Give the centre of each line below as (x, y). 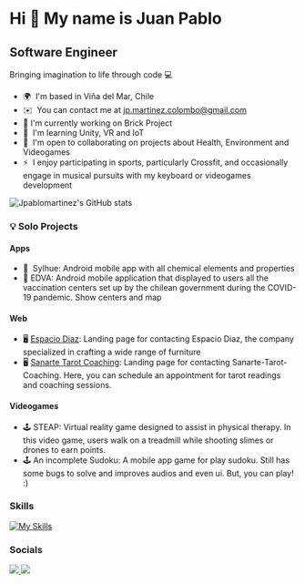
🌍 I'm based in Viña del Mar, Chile (88, 96)
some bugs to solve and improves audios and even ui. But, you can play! (158, 473)
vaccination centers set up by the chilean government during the (144, 288)
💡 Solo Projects (44, 226)
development (47, 185)
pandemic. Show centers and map (97, 297)
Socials (26, 549)
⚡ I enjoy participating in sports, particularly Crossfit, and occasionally (155, 162)
